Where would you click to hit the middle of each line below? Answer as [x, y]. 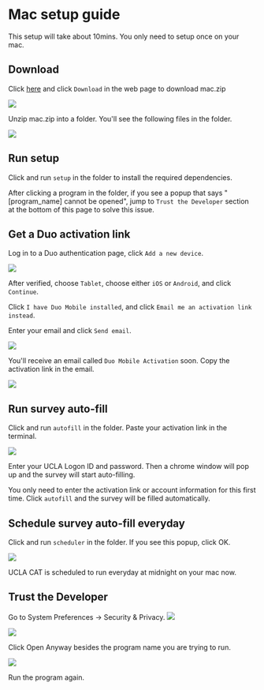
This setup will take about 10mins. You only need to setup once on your [124, 36]
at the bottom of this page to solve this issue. [82, 209]
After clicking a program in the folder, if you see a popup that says [115, 193]
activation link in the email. [51, 369]
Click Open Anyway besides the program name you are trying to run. [119, 647]
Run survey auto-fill [58, 409]
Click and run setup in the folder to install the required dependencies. [120, 177]
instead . [22, 315]
